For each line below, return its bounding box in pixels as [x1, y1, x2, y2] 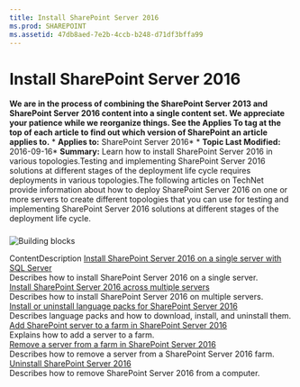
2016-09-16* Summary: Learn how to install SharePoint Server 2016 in [9, 146, 273, 157]
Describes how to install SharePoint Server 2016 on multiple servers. [9, 292, 264, 302]
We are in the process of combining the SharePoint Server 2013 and [9, 98, 268, 109]
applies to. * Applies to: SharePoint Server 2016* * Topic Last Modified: [9, 137, 281, 148]
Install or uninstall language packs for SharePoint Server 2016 [9, 301, 239, 311]
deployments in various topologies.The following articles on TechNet [9, 175, 264, 185]
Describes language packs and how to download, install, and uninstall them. [9, 310, 292, 321]
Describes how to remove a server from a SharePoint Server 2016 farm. [9, 348, 275, 360]
